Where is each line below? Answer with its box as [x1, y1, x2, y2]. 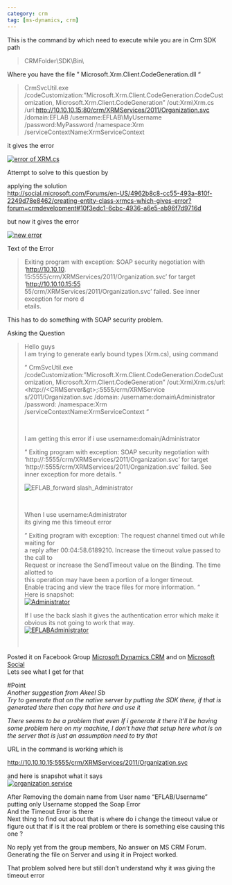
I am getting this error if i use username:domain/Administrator [24, 434, 201, 443]
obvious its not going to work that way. [24, 618, 135, 627]
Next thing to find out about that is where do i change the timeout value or [7, 814, 218, 823]
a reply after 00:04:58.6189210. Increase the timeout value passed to [24, 546, 221, 554]
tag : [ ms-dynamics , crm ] [7, 17, 79, 24]
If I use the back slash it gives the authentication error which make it [24, 611, 220, 619]
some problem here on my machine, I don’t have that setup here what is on [7, 724, 222, 732]
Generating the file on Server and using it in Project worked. [7, 850, 178, 859]
